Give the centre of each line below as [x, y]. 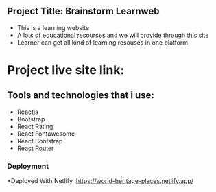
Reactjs [28, 112]
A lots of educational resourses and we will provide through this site [113, 35]
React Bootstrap [40, 141]
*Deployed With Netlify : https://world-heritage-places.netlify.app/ [100, 181]
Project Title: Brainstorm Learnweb [83, 11]
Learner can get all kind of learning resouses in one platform [103, 42]
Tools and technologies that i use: [81, 95]
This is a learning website [53, 27]
